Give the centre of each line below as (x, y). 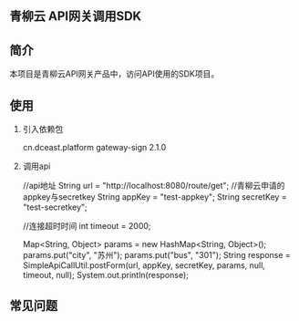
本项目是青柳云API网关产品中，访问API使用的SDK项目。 (114, 74)
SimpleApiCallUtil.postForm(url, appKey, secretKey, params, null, (144, 265)
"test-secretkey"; (55, 207)
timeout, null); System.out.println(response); (105, 275)
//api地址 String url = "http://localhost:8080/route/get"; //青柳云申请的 (154, 186)
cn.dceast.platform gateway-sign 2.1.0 (94, 148)
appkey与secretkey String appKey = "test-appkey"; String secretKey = (155, 197)
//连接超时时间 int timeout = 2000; (87, 226)
